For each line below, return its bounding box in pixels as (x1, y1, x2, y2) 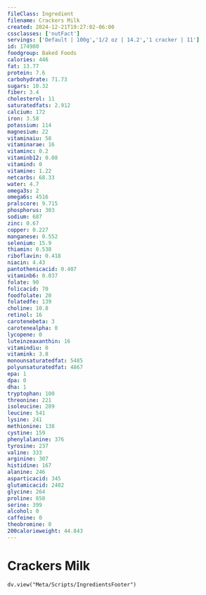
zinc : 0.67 (7, 220, 39, 227)
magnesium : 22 (7, 128, 49, 135)
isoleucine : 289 (7, 403, 55, 411)
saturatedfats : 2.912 (7, 102, 71, 109)
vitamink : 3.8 (7, 351, 49, 358)
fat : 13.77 (7, 63, 39, 70)
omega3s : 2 (7, 187, 39, 194)
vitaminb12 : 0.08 (7, 154, 58, 162)
